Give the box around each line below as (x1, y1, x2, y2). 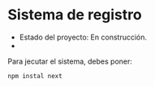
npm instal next (7, 72, 62, 80)
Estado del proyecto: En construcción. (19, 32, 148, 42)
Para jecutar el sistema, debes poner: (7, 56, 133, 66)
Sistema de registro (7, 6, 143, 24)
